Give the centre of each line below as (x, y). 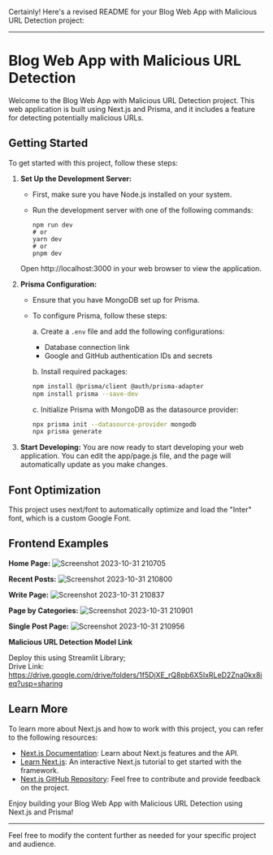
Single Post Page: (39, 626)
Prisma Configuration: (58, 284)
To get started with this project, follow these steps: (93, 162)
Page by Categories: (43, 610)
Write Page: (29, 594)
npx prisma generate (67, 432)
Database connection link (87, 347)
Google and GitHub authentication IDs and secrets (128, 356)
